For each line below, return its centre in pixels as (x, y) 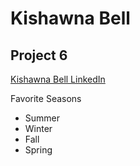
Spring (38, 150)
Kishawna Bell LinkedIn (58, 79)
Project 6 (39, 55)
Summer (42, 118)
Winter (38, 128)
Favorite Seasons (46, 98)
